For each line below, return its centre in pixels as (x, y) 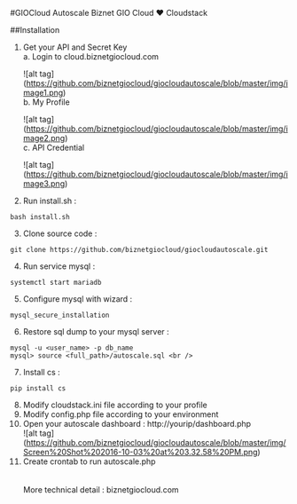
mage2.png (44, 138)
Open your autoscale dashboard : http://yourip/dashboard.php (137, 424)
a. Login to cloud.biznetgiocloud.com (90, 56)
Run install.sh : (50, 201)
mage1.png (43, 93)
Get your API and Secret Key (75, 47)
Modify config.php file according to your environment (121, 414)
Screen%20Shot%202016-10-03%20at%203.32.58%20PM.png (140, 452)
